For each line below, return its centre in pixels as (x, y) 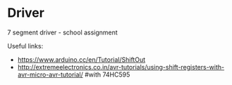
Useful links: (25, 46)
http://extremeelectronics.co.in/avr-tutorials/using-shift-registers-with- (121, 67)
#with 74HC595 (107, 74)
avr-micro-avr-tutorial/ (50, 74)
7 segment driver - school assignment (62, 32)
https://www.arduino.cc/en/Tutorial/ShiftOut (81, 59)
